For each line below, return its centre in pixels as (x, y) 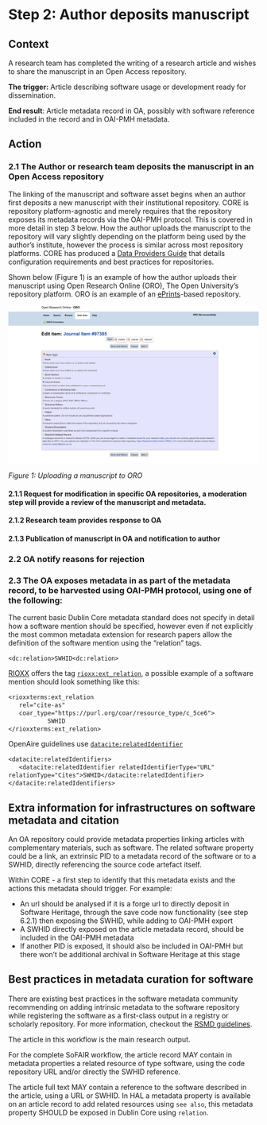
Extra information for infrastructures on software (132, 807)
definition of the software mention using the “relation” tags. (105, 643)
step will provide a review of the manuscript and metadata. (107, 502)
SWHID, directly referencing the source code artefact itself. (105, 864)
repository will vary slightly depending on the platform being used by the (127, 236)
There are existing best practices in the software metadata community (123, 999)
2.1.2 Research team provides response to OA (85, 520)
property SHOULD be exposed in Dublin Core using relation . (108, 1112)
